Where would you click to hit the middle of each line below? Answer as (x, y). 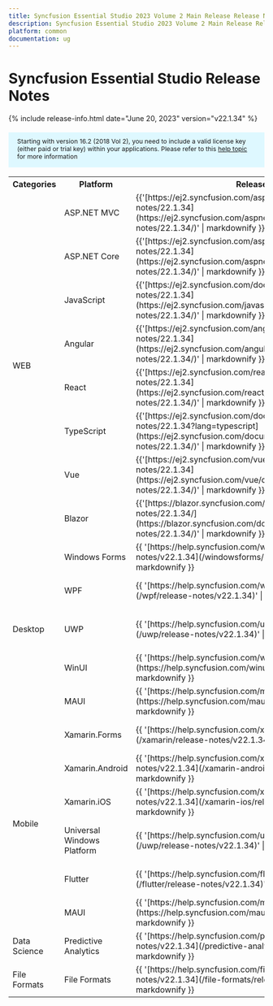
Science (28, 952)
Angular (79, 344)
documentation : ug (39, 39)
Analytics (82, 952)
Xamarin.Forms (93, 735)
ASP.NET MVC (92, 213)
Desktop (28, 629)
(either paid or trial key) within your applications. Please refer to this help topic (132, 148)
